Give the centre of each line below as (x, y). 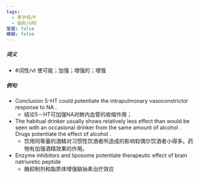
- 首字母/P (24, 17)
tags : (13, 12)
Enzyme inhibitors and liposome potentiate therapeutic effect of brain (101, 155)
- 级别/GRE (24, 23)
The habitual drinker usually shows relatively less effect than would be (102, 121)
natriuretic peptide (38, 162)
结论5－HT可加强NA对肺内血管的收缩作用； (78, 114)
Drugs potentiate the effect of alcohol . (63, 134)
